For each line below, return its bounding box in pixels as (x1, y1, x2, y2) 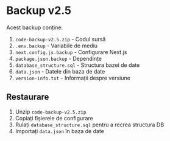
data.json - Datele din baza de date (15, 67, 105, 75)
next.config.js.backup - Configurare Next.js (15, 48, 127, 55)
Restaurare (6, 92, 49, 102)
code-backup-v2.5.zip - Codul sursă (15, 35, 106, 43)
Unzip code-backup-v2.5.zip (15, 108, 87, 115)
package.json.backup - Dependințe (15, 55, 102, 62)
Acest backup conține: (6, 24, 63, 31)
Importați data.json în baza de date (15, 127, 105, 134)
